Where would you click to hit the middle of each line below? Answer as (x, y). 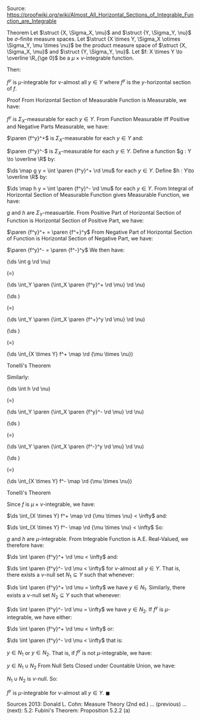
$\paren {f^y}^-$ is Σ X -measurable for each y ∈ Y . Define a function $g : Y (99, 152)
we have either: (53, 617)
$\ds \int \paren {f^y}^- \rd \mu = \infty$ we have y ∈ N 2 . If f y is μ (87, 610)
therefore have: (26, 545)
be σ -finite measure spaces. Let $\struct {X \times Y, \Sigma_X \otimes (94, 39)
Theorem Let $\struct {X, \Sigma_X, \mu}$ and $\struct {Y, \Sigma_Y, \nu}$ (99, 33)
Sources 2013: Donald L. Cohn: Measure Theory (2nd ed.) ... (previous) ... (97, 704)
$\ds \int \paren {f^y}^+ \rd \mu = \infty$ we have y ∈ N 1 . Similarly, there (96, 588)
